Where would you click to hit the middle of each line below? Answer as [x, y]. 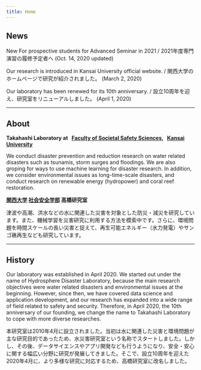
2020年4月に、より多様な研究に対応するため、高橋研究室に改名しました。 [98, 361]
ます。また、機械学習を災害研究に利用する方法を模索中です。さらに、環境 [97, 220]
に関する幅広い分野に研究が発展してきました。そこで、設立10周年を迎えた [98, 354]
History [20, 260]
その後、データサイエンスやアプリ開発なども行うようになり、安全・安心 [106, 346]
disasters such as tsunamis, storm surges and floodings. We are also [91, 163]
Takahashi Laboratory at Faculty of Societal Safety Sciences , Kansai [95, 138]
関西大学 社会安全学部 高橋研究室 [47, 200]
